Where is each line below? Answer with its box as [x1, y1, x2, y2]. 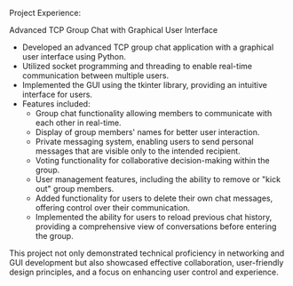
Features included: [21, 99, 91, 109]
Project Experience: [9, 8, 82, 18]
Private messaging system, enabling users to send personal [35, 137, 255, 147]
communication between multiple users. [21, 70, 170, 81]
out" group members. [35, 184, 115, 194]
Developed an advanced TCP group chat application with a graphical [21, 42, 274, 52]
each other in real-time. [35, 117, 122, 128]
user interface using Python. [21, 52, 126, 61]
